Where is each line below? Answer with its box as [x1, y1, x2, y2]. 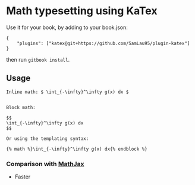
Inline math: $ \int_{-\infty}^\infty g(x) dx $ [6, 89, 129, 95]
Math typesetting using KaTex [6, 4, 158, 18]
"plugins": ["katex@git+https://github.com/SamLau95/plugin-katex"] [17, 40, 190, 46]
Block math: [6, 104, 36, 110]
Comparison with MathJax [6, 160, 84, 168]
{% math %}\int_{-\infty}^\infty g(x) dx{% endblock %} [6, 146, 147, 152]
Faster [14, 173, 31, 180]
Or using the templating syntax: [6, 135, 89, 142]
